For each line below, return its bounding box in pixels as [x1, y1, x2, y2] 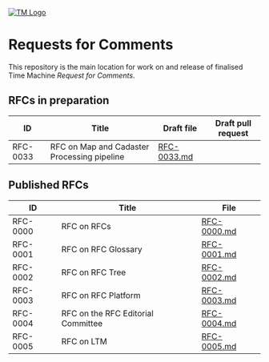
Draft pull [215, 117, 252, 128]
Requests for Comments [8, 36, 174, 54]
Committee [61, 317, 103, 328]
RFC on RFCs [61, 220, 111, 231]
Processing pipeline [50, 151, 125, 162]
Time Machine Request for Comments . [8, 70, 135, 80]
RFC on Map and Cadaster [50, 141, 150, 152]
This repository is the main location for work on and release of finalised [8, 62, 243, 71]
